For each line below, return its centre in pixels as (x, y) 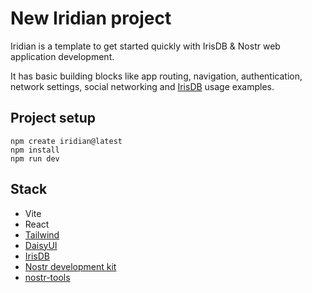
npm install (35, 150)
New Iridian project (91, 18)
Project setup (53, 118)
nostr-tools (47, 277)
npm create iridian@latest (66, 141)
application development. (62, 56)
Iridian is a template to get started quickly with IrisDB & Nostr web (145, 46)
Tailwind (42, 234)
